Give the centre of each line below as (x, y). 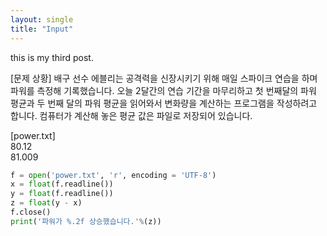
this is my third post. (52, 57)
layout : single (42, 19)
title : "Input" (42, 29)
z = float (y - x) (46, 203)
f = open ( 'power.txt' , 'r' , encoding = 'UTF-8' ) (113, 175)
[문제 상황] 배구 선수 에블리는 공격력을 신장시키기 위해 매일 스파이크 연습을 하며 (164, 78)
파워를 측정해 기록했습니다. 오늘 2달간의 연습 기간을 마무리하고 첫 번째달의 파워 (163, 90)
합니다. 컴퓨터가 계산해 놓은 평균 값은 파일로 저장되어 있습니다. (131, 115)
